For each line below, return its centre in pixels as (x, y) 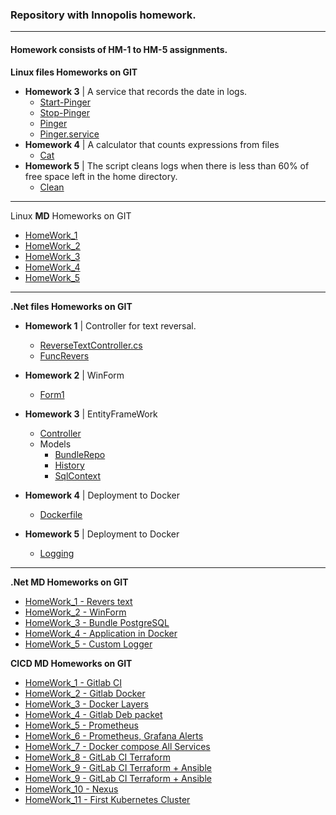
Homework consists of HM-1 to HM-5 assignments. (119, 49)
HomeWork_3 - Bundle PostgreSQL (97, 622)
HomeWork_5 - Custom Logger (88, 644)
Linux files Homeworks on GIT (74, 72)
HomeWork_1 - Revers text (78, 601)
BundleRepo (80, 454)
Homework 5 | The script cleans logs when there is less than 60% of (167, 165)
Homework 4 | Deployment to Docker (102, 495)
